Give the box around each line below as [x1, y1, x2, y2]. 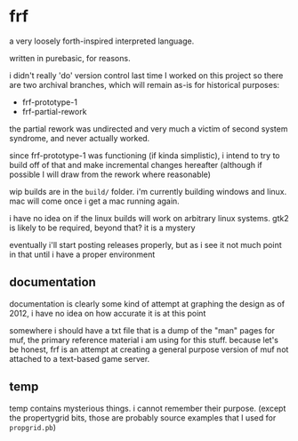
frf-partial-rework [21, 106, 87, 116]
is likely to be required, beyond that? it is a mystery [9, 222, 196, 233]
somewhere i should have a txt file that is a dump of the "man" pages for [9, 325, 276, 335]
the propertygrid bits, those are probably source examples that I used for [9, 412, 277, 423]
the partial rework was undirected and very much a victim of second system [9, 123, 288, 134]
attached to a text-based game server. [9, 353, 150, 364]
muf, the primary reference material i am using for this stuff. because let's [9, 334, 278, 345]
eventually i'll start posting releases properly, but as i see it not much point [9, 239, 282, 250]
